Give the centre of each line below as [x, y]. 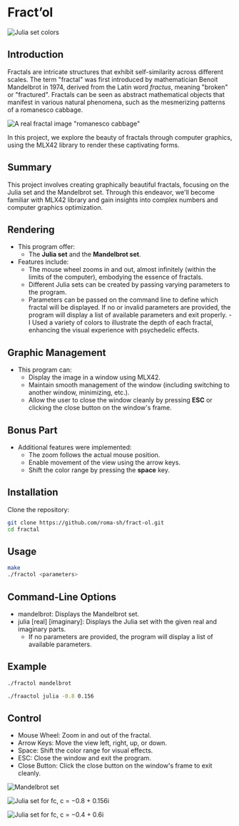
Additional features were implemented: [75, 447]
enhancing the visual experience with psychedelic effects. [114, 330]
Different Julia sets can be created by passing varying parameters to [129, 285]
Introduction [36, 55]
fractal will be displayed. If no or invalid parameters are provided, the [129, 307]
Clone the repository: [39, 509]
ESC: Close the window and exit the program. [85, 758]
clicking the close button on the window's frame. [100, 408]
